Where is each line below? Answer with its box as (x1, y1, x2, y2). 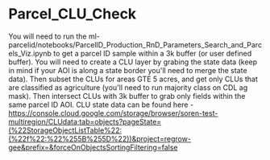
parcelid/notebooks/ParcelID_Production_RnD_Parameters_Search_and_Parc (8, 39, 263, 49)
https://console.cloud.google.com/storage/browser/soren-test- (8, 108, 218, 117)
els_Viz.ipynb (8, 48, 52, 58)
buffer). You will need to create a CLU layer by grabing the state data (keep (8, 57, 258, 67)
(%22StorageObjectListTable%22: (8, 125, 123, 135)
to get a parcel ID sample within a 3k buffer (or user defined (53, 48, 252, 58)
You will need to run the (8, 31, 87, 41)
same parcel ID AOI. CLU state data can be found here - (8, 100, 194, 109)
